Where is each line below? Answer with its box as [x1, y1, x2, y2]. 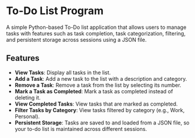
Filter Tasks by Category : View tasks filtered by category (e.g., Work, [14, 106, 185, 113]
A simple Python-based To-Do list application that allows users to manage [6, 24, 187, 31]
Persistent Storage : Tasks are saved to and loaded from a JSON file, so [14, 119, 190, 126]
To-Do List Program [6, 4, 104, 18]
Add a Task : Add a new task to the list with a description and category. [14, 75, 187, 82]
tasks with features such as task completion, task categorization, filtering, [6, 29, 186, 37]
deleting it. [14, 94, 41, 101]
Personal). [14, 113, 40, 120]
